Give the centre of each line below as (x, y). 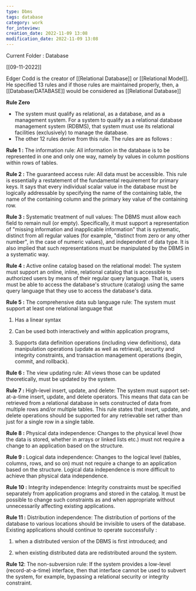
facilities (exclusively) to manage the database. (71, 132)
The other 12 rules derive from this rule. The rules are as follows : (93, 139)
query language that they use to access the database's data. (79, 291)
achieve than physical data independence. (57, 476)
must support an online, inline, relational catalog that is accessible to (89, 272)
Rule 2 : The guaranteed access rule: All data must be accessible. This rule (97, 174)
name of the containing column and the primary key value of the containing (97, 199)
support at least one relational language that (60, 308)
